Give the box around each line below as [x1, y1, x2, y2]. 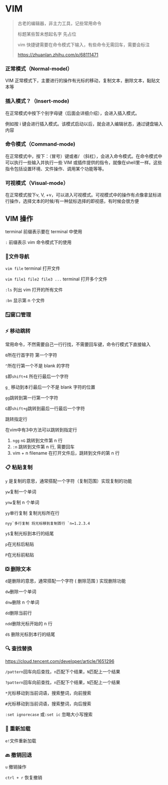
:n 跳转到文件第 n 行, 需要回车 [12, 444, 75, 450]
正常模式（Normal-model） [5, 65, 73, 72]
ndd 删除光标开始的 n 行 [5, 621, 53, 627]
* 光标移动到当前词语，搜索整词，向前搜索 [5, 690, 92, 696]
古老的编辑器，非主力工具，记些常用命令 [17, 20, 102, 26]
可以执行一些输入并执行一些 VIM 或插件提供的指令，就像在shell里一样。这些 [5, 159, 162, 165]
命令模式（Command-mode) [5, 141, 75, 148]
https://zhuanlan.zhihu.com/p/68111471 [17, 51, 99, 58]
